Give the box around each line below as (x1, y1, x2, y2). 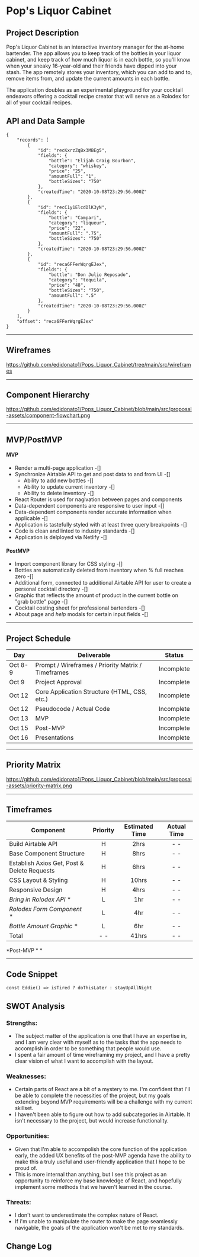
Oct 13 (9, 714, 28, 723)
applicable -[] (14, 515, 49, 522)
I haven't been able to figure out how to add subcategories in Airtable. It (14, 1111, 191, 1118)
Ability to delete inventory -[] (23, 490, 94, 497)
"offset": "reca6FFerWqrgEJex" (17, 318, 94, 324)
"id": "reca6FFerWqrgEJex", (37, 261, 108, 267)
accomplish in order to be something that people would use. (14, 1045, 162, 1052)
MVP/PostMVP (6, 434, 63, 445)
